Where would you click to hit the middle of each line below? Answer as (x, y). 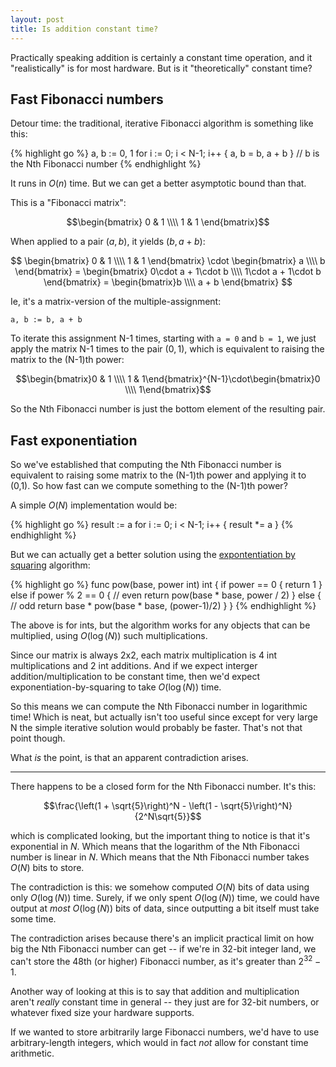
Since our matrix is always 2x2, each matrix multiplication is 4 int (144, 655)
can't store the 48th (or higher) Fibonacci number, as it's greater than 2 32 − (166, 960)
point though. (38, 738)
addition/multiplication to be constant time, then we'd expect (135, 677)
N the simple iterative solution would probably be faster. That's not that (156, 728)
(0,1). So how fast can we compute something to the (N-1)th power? (149, 486)
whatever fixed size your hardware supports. (102, 1012)
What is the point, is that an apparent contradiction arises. (129, 758)
